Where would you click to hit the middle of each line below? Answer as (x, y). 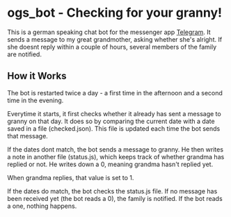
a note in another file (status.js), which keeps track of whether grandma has (116, 156)
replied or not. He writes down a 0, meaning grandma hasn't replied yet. (110, 164)
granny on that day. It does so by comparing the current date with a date (111, 121)
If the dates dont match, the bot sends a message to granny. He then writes (115, 149)
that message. (28, 136)
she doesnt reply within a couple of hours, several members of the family (112, 47)
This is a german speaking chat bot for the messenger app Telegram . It (109, 32)
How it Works (37, 76)
